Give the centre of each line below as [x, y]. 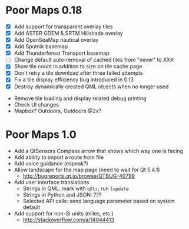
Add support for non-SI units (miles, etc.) [64, 213]
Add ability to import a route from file [59, 157]
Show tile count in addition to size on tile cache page [78, 67]
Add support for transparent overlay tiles [63, 26]
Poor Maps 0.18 [44, 10]
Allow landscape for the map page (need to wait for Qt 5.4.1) [87, 170]
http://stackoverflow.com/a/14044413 [68, 220]
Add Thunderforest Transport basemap [62, 53]
